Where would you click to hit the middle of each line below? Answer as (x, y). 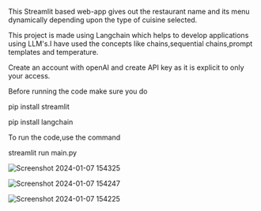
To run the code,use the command (64, 137)
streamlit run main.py (43, 153)
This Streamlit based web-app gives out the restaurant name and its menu (129, 12)
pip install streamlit (39, 107)
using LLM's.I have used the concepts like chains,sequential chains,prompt (130, 44)
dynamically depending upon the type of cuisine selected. (103, 20)
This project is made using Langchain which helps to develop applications (129, 35)
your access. (29, 76)
